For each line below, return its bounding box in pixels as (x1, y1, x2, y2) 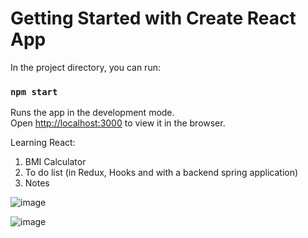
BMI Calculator (24, 156, 87, 168)
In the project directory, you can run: (10, 61, 161, 73)
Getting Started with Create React (10, 7, 297, 30)
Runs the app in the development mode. (10, 107, 175, 119)
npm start (10, 86, 58, 97)
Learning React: (10, 137, 76, 149)
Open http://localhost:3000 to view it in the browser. (10, 117, 226, 129)
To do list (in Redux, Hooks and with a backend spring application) (24, 167, 299, 179)
